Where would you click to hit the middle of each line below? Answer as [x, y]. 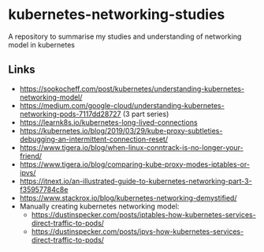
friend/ [30, 156]
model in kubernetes [41, 44]
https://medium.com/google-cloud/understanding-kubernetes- [122, 105]
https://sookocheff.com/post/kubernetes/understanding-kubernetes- [132, 88]
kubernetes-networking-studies [117, 15]
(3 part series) [146, 114]
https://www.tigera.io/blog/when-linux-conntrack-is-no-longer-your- [131, 147]
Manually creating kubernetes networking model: [99, 206]
